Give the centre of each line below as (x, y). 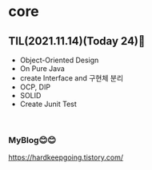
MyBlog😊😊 (32, 140)
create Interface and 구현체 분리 (72, 78)
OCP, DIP (35, 87)
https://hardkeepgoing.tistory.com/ (66, 157)
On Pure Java (42, 69)
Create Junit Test (48, 104)
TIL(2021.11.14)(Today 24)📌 (77, 41)
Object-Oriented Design (59, 60)
